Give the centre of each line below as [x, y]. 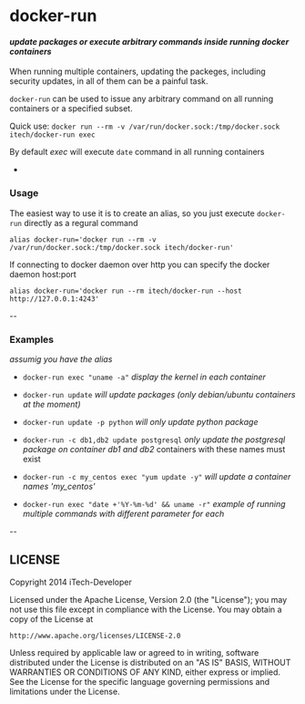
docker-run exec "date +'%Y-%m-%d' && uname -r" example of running [154, 503]
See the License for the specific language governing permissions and [140, 681]
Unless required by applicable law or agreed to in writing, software [134, 652]
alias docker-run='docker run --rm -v [83, 239]
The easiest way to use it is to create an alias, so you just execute [132, 213]
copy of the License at [51, 619]
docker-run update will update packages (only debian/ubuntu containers [159, 394]
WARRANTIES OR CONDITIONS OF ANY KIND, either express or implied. [145, 672]
